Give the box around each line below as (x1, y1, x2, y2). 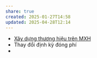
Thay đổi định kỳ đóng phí (13, 41, 77, 48)
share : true (5, 8, 34, 14)
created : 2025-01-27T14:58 (5, 14, 71, 20)
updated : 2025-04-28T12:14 (5, 19, 71, 25)
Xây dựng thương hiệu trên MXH (13, 35, 91, 42)
